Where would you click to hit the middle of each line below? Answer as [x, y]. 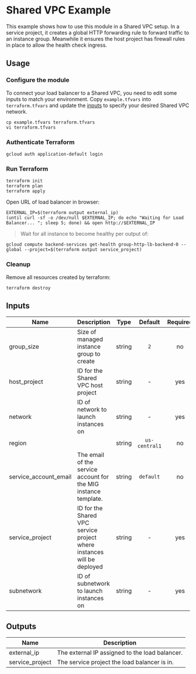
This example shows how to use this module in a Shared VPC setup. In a [93, 26]
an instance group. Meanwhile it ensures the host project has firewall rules [96, 39]
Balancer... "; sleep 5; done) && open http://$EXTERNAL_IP [81, 223]
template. [90, 499]
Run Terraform [27, 168]
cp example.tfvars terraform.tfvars [50, 122]
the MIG [88, 484]
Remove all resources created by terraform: [58, 277]
